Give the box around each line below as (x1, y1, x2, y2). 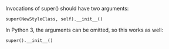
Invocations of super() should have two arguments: (5, 5, 129, 12)
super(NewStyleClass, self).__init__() (5, 16, 103, 22)
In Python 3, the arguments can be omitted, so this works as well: (5, 26, 164, 33)
